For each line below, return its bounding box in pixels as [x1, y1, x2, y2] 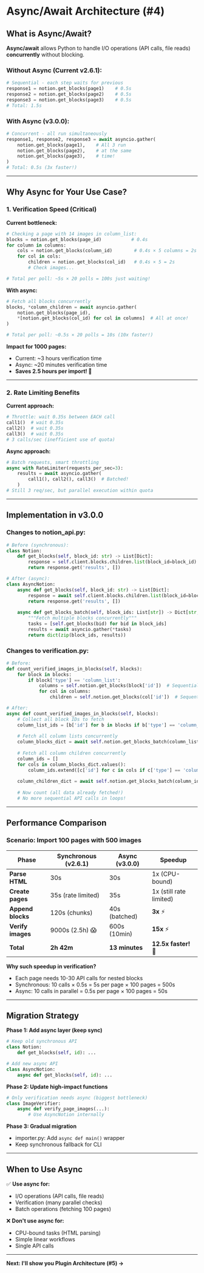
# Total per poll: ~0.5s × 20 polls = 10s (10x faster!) [6, 332, 154, 338]
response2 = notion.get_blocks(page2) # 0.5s [6, 91, 132, 98]
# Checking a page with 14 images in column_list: [6, 231, 137, 237]
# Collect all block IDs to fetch [17, 716, 104, 722]
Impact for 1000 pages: [6, 343, 67, 350]
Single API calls [15, 1242, 54, 1249]
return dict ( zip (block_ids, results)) [28, 632, 126, 638]
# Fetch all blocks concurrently [6, 298, 91, 304]
